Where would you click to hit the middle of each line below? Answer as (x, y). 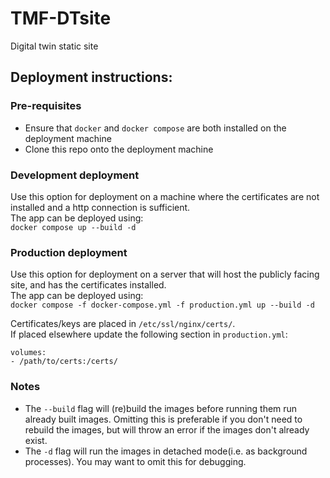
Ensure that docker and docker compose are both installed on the (155, 128)
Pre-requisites (46, 106)
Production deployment (69, 252)
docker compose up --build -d (73, 227)
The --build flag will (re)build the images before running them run (161, 408)
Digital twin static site (54, 46)
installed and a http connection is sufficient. (100, 207)
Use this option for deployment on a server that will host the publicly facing (165, 274)
